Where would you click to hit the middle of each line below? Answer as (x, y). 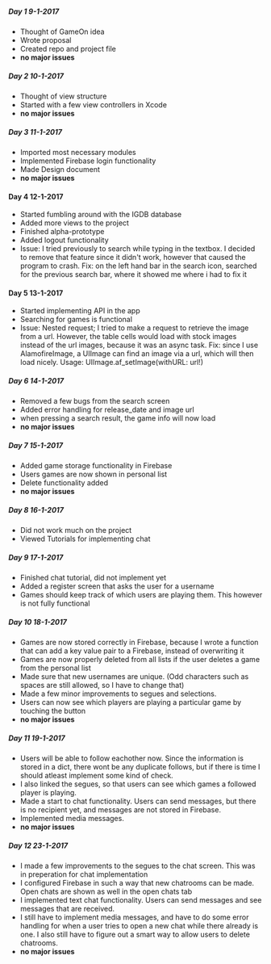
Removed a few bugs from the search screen (95, 401)
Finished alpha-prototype (62, 232)
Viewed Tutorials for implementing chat (85, 539)
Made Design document (60, 169)
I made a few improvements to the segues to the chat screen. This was (138, 866)
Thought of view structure (63, 96)
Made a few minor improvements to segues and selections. (118, 694)
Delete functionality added (64, 483)
